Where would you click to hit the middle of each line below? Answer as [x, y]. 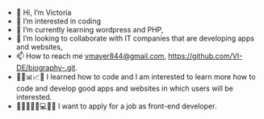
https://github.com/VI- [205, 56]
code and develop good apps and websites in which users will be [125, 88]
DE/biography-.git [46, 68]
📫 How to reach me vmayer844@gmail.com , [91, 56]
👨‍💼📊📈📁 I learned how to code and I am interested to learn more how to [136, 76]
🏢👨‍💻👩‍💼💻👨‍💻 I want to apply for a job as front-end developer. [116, 106]
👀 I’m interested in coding [59, 21]
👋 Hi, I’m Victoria [44, 13]
